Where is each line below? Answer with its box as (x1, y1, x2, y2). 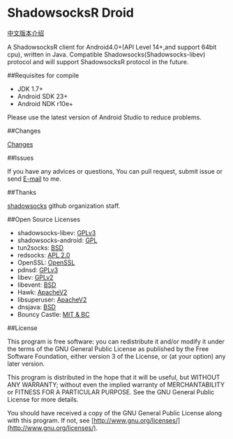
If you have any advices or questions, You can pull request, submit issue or (7, 167, 223, 175)
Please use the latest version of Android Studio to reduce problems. (7, 113, 202, 121)
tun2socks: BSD (17, 243, 64, 252)
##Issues (7, 154, 34, 162)
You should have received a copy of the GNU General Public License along (7, 408, 222, 417)
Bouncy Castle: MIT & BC (17, 310, 90, 318)
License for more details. (7, 395, 79, 403)
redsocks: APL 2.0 (17, 251, 70, 259)
